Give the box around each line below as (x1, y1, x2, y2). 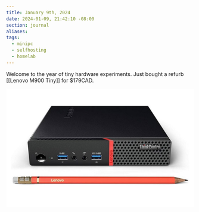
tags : (6, 34, 20, 41)
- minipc (11, 41, 33, 47)
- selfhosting (11, 48, 46, 53)
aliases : (6, 29, 28, 34)
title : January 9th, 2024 (6, 10, 70, 15)
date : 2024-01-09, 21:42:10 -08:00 (6, 15, 95, 22)
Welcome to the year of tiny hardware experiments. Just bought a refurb (6, 70, 184, 77)
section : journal (6, 22, 49, 28)
